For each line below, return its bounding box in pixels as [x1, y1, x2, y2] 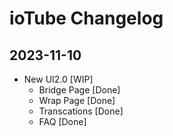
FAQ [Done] [38, 116, 87, 127]
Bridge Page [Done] [38, 84, 121, 96]
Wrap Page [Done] [38, 95, 116, 106]
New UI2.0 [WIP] [23, 73, 94, 85]
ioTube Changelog [9, 7, 164, 30]
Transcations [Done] [38, 105, 124, 117]
